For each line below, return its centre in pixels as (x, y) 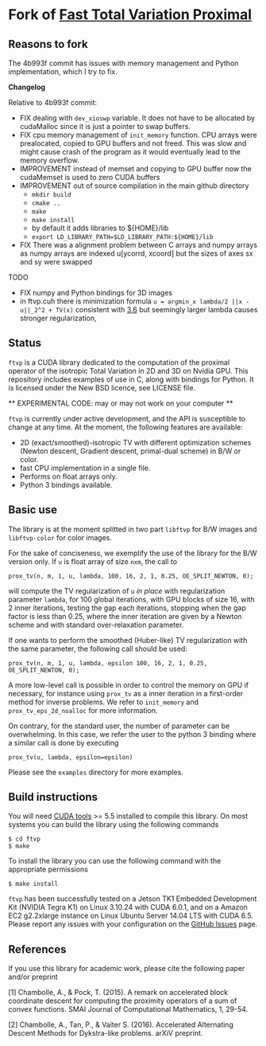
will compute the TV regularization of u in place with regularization (117, 590)
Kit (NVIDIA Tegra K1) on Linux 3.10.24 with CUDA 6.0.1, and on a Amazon (128, 907)
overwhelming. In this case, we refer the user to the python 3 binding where (132, 734)
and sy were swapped (56, 262)
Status (25, 343)
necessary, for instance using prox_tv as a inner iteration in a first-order (126, 693)
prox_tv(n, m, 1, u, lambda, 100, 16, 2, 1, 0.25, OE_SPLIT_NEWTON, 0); (131, 576)
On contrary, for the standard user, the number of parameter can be (119, 726)
